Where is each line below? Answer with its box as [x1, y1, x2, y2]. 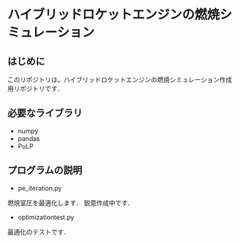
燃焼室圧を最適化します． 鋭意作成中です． [7, 198, 134, 207]
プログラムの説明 [7, 164, 83, 177]
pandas [17, 134, 41, 143]
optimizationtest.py [17, 212, 75, 222]
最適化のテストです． [7, 227, 70, 236]
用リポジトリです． [7, 84, 64, 93]
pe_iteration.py [17, 184, 62, 192]
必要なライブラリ [7, 107, 83, 119]
